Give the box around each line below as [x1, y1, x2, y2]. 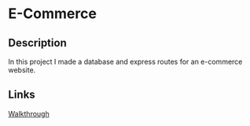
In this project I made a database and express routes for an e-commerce [8, 57, 243, 66]
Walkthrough [8, 109, 50, 118]
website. [8, 65, 36, 75]
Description [8, 36, 67, 50]
